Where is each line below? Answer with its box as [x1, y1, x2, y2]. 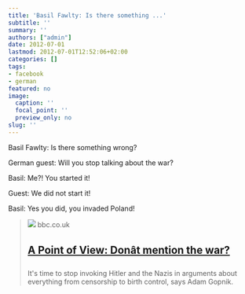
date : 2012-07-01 [8, 41, 65, 49]
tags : [8, 63, 26, 71]
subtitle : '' [8, 19, 51, 27]
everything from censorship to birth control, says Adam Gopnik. [27, 277, 234, 286]
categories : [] [8, 56, 58, 64]
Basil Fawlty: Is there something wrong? [8, 142, 137, 152]
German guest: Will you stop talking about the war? [8, 158, 174, 167]
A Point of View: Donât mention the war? [27, 244, 230, 257]
